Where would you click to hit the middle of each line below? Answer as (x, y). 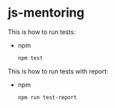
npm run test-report (47, 97)
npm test (30, 58)
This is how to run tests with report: (58, 71)
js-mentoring (46, 13)
